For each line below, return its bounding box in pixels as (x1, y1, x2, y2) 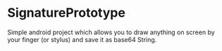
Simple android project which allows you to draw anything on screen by (7, 28, 215, 36)
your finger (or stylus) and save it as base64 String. (7, 35, 157, 43)
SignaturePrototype (7, 5, 125, 21)
